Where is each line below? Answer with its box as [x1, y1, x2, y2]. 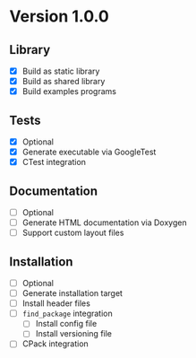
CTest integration [21, 157, 87, 168]
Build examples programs [21, 86, 116, 97]
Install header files [21, 298, 91, 309]
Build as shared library [21, 76, 106, 87]
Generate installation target [21, 288, 124, 299]
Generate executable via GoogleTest [21, 146, 157, 158]
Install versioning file [35, 328, 113, 339]
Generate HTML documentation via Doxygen [21, 217, 187, 228]
